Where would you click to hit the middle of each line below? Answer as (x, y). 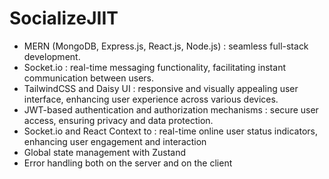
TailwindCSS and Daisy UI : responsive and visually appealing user (161, 88)
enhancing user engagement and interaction (115, 141)
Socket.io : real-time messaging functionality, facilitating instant (154, 67)
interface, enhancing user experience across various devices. (151, 99)
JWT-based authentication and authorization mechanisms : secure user (171, 109)
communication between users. (89, 78)
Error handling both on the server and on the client (128, 163)
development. (52, 56)
